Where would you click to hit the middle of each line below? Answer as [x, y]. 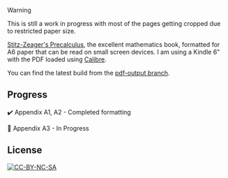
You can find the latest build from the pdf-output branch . [89, 73]
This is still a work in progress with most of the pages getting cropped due [114, 23]
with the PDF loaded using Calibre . [57, 59]
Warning [19, 10]
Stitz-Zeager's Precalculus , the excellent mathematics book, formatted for [114, 44]
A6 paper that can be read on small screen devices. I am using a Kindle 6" [114, 52]
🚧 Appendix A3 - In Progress [48, 128]
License [25, 150]
